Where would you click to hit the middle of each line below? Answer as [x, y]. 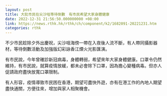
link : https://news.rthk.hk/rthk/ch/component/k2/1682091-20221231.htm [81, 24]
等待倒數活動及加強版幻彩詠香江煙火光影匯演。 [62, 49]
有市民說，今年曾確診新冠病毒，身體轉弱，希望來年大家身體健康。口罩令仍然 [83, 59]
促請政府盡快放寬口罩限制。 [34, 72]
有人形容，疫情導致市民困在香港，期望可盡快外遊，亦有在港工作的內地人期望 [83, 83]
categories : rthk [23, 28]
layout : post [19, 10]
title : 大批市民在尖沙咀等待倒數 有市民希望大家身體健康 [57, 14]
